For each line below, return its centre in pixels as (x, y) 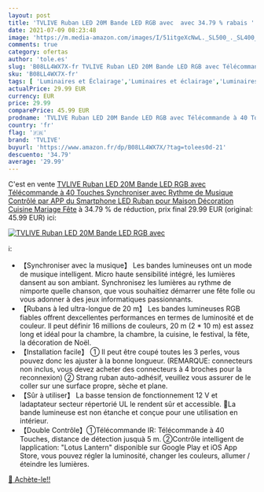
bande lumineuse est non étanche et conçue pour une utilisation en (128, 412)
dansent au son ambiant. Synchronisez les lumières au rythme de (125, 283)
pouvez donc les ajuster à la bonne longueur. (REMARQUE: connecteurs (136, 361)
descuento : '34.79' (40, 154)
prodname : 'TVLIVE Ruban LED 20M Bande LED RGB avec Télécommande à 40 (128, 118)
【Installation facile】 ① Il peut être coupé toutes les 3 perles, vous (130, 352)
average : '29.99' (37, 162)
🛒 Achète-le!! (29, 479)
